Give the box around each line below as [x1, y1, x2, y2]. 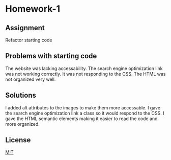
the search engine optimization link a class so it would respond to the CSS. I [5, 110, 164, 116]
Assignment [5, 24, 45, 32]
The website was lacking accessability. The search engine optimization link [5, 65, 163, 72]
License [5, 136, 31, 145]
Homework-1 [5, 3, 61, 15]
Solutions [5, 91, 37, 100]
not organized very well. [5, 76, 56, 82]
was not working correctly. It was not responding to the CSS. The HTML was [5, 71, 166, 77]
